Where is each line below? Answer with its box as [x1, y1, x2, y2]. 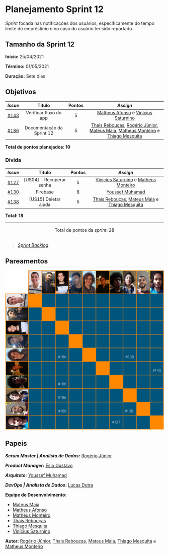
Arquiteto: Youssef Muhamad [5, 472, 67, 478]
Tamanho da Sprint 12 [5, 40, 74, 49]
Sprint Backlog [17, 242, 49, 248]
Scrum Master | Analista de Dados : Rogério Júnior [5, 452, 112, 459]
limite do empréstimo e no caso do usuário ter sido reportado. [5, 25, 133, 31]
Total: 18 [5, 213, 24, 219]
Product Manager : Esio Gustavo [5, 462, 73, 468]
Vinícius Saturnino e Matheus [95, 177, 156, 183]
